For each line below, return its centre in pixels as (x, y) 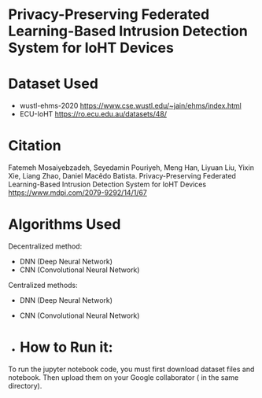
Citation (35, 146)
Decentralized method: (45, 246)
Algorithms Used (65, 225)
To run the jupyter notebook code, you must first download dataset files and (131, 369)
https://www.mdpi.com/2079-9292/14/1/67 (78, 193)
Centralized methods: (43, 285)
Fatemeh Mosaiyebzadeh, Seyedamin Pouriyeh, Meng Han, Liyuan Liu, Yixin (131, 168)
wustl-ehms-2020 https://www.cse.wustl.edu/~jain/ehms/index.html (130, 106)
